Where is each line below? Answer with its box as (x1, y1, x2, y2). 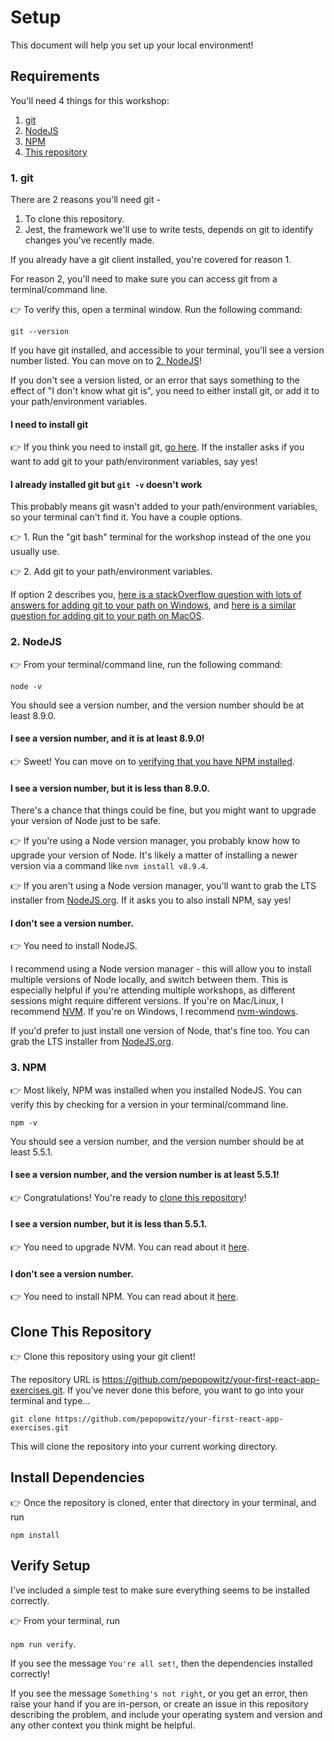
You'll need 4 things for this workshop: (10, 94, 170, 106)
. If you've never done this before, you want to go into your (62, 1384, 305, 1396)
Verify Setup (10, 1557, 91, 1575)
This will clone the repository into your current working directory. (10, 1441, 278, 1453)
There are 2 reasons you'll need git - (10, 194, 161, 206)
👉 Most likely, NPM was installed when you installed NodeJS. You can (10, 1084, 302, 1096)
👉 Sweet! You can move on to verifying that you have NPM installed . (10, 755, 295, 767)
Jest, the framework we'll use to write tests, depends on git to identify (24, 224, 314, 236)
